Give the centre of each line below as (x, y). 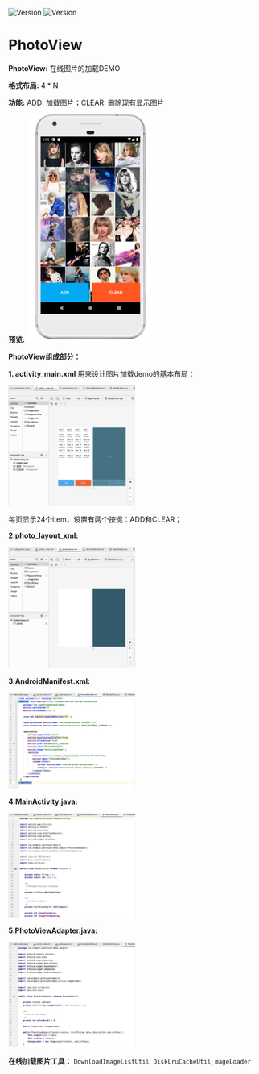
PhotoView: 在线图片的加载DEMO (64, 68)
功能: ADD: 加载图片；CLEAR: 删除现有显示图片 (86, 102)
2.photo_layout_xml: (43, 535)
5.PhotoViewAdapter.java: (53, 930)
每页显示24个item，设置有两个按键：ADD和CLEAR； (95, 519)
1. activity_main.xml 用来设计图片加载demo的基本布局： (102, 373)
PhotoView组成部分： (45, 356)
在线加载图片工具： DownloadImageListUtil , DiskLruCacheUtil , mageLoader (130, 1061)
